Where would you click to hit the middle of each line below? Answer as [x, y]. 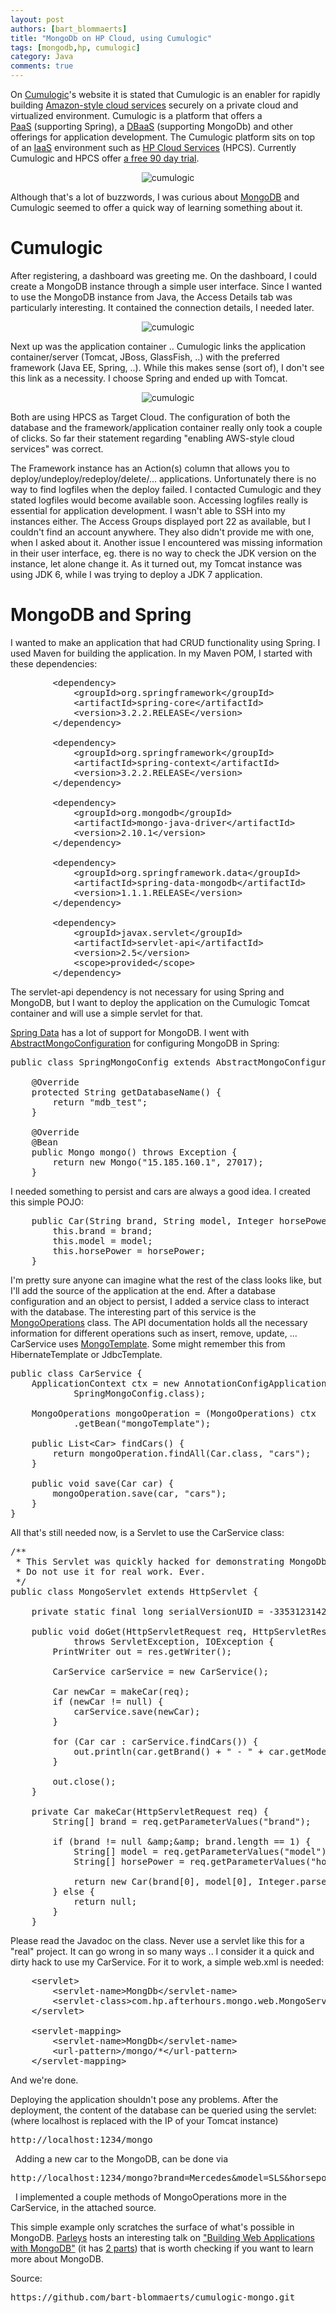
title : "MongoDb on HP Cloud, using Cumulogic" [111, 38]
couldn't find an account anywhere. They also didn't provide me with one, [162, 532]
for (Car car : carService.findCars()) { [155, 1741]
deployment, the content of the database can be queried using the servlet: [163, 2110]
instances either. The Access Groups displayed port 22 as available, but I [160, 521]
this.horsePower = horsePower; [129, 1250]
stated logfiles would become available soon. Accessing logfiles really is [159, 500]
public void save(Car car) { [103, 1483]
